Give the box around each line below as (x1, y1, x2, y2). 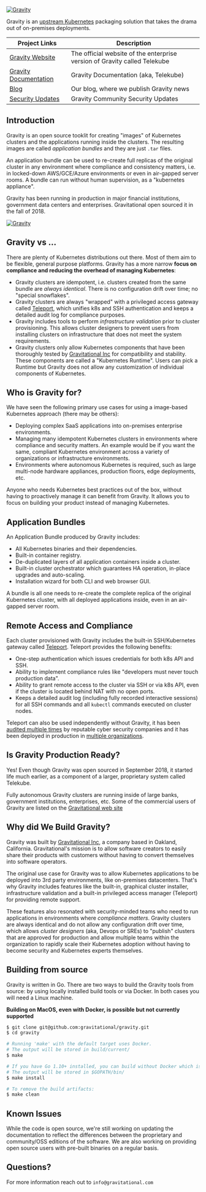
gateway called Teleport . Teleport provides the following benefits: (6, 644, 172, 651)
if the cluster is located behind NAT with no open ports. (15, 688, 155, 695)
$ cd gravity (6, 1030, 40, 1036)
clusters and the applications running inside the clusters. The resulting (6, 138, 184, 145)
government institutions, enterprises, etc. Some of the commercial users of (6, 798, 196, 805)
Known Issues (6, 1109, 62, 1119)
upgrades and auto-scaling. (15, 571, 86, 579)
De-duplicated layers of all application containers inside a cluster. (15, 558, 181, 566)
